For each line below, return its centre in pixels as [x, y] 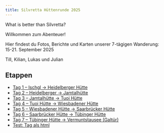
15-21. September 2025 [30, 49]
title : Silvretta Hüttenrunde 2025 [43, 10]
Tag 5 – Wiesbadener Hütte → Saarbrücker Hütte [64, 109]
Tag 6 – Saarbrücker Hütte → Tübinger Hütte [59, 114]
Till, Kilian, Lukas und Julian [34, 59]
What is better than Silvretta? [36, 24]
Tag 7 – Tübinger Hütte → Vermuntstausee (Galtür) [65, 120]
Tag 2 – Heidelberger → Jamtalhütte [50, 93]
